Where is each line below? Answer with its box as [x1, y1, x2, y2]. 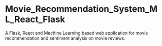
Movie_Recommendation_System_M [5, 3, 158, 15]
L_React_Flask [5, 14, 65, 25]
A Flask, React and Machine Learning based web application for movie [5, 30, 148, 36]
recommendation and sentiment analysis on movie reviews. [5, 35, 126, 41]
